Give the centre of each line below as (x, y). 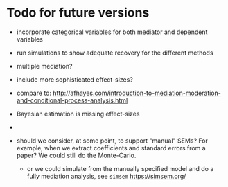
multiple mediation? (45, 66)
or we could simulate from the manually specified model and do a (120, 168)
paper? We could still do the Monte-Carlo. (76, 155)
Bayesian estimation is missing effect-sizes (78, 114)
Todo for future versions (78, 13)
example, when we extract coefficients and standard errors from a (111, 148)
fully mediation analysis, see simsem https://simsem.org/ (106, 176)
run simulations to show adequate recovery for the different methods (115, 53)
